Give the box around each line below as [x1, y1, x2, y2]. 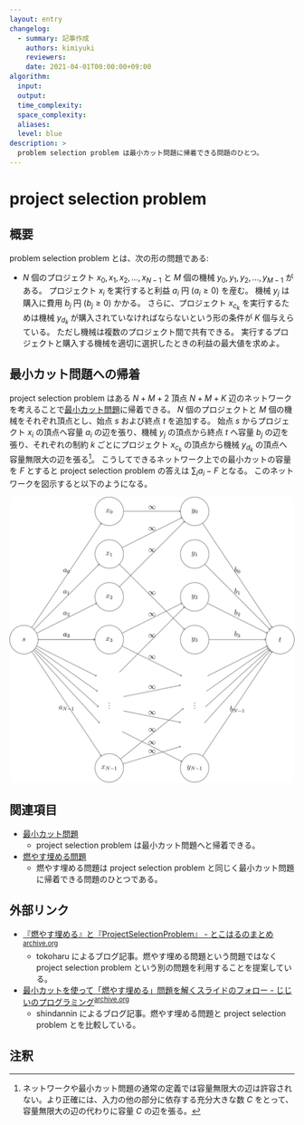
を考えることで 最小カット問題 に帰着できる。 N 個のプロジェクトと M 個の [9, 403, 285, 414]
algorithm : [9, 73, 51, 82]
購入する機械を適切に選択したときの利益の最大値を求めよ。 [62, 337, 285, 348]
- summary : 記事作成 [17, 34, 90, 43]
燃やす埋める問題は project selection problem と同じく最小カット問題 [35, 862, 295, 873]
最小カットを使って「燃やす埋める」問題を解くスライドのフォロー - [22, 984, 274, 996]
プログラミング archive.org [38, 995, 129, 1007]
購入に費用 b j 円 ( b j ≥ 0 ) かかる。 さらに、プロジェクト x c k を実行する [22, 297, 282, 312]
